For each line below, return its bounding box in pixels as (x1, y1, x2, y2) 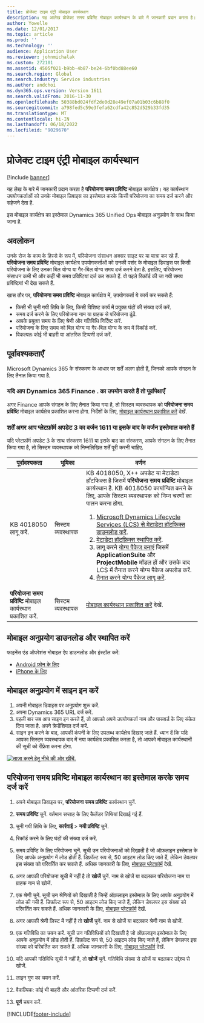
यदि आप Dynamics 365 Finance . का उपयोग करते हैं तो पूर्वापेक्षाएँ (7, 387, 165, 396)
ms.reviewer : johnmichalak (7, 54, 75, 60)
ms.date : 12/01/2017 (7, 25, 59, 32)
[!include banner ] (7, 173, 50, 181)
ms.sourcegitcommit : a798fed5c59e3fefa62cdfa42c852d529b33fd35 (7, 104, 170, 111)
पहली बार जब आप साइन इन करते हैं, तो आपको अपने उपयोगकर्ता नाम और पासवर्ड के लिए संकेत (15, 715, 196, 722)
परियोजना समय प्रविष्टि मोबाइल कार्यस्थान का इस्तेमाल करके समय (7, 773, 189, 783)
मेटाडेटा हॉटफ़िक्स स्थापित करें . (96, 536, 163, 544)
